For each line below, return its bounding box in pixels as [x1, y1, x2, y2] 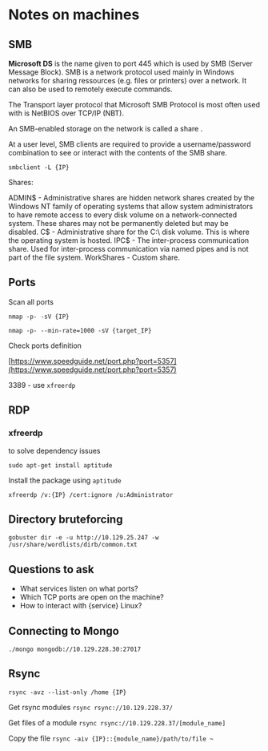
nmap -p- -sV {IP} [8, 313, 70, 321]
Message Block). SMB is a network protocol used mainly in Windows [8, 67, 234, 77]
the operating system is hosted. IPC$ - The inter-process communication [8, 236, 250, 245]
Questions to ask [8, 563, 94, 576]
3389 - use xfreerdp [8, 380, 76, 390]
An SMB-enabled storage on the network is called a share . [8, 124, 203, 133]
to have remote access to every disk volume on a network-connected [8, 210, 238, 220]
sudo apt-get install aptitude [8, 461, 113, 470]
